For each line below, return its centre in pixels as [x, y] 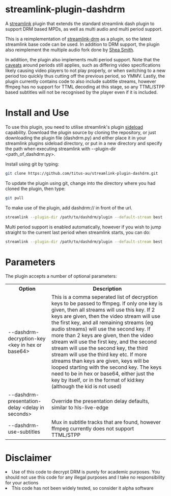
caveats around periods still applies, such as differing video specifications [83, 65]
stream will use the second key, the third [100, 348]
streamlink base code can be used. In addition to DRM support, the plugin [82, 44]
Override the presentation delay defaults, [101, 401]
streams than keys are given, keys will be [100, 361]
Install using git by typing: [32, 164]
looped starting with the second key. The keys [107, 367]
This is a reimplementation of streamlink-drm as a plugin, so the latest [78, 39]
